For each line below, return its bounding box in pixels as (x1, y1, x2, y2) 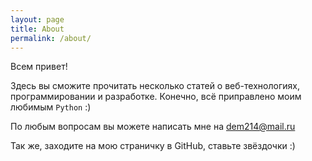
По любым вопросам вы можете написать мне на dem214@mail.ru (10, 121, 296, 133)
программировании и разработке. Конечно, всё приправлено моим (10, 91, 302, 103)
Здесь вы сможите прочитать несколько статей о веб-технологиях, (10, 80, 300, 92)
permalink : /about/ (10, 33, 92, 43)
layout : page (10, 14, 65, 25)
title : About (10, 24, 65, 34)
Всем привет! (10, 61, 68, 73)
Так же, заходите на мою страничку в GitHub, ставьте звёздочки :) (10, 140, 296, 152)
